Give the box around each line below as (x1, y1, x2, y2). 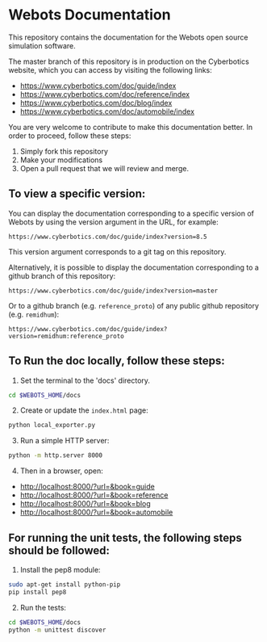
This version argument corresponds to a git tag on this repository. (8, 246, 227, 256)
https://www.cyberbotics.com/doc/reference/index (19, 89, 190, 99)
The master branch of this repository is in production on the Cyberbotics (8, 57, 250, 66)
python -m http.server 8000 (8, 451, 103, 459)
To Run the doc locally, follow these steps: (8, 354, 225, 368)
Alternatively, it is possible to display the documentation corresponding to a (8, 262, 260, 272)
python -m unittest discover (8, 626, 106, 634)
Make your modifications (19, 155, 103, 165)
